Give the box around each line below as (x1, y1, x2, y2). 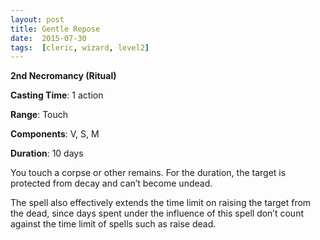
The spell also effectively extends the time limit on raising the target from (10, 197, 312, 209)
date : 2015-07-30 (10, 33, 87, 43)
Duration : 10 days (10, 147, 84, 160)
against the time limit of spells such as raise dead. (10, 218, 217, 230)
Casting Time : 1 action (10, 89, 104, 101)
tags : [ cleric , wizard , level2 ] (10, 42, 150, 53)
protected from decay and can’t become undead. (10, 177, 213, 190)
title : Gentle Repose (10, 24, 101, 34)
